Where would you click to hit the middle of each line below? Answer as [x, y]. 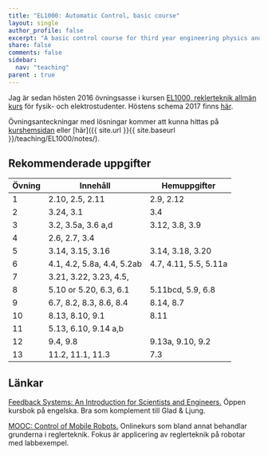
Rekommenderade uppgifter [80, 164]
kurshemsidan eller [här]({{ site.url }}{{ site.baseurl [92, 130]
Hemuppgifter [189, 186]
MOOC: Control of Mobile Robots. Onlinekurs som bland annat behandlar [128, 426]
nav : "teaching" [42, 68]
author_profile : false [46, 30]
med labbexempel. [39, 443]
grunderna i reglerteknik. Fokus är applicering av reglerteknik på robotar [127, 434]
